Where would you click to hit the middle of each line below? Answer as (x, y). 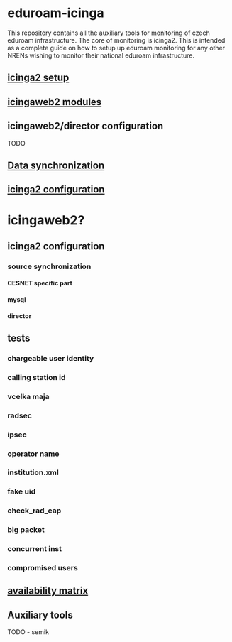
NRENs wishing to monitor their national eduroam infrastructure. (101, 55)
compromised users (43, 568)
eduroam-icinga (56, 13)
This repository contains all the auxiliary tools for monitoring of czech (109, 33)
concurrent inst (35, 549)
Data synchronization (56, 165)
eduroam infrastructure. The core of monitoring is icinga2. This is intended (116, 40)
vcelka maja (28, 396)
